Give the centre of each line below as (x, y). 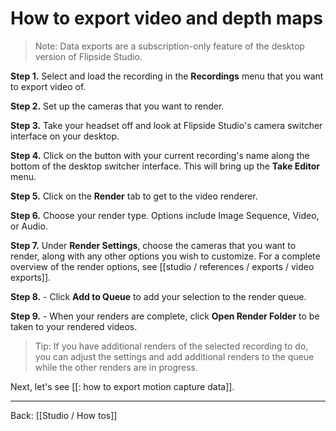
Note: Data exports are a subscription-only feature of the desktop (169, 46)
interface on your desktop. (65, 136)
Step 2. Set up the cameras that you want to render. (117, 106)
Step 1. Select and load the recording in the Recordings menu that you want (167, 76)
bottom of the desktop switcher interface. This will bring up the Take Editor (165, 166)
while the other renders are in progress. (116, 367)
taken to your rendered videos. (74, 326)
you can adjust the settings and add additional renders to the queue (174, 356)
